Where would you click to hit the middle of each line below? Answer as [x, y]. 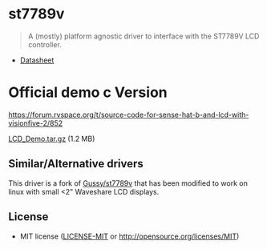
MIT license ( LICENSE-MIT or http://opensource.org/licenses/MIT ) [129, 236]
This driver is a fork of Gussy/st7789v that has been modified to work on [128, 183]
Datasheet [37, 60]
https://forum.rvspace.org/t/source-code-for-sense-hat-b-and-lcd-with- [129, 114]
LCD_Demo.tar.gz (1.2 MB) [52, 139]
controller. [44, 44]
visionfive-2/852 [36, 123]
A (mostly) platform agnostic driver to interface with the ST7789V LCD [144, 36]
